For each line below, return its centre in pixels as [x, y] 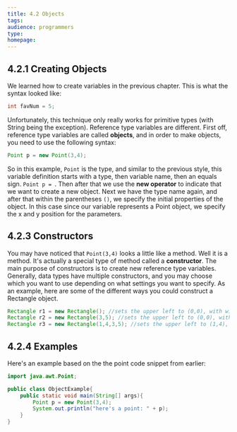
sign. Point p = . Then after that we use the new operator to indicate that [115, 184]
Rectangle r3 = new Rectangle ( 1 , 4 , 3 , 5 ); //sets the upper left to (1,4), [118, 325]
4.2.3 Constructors [50, 237]
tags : [15, 21]
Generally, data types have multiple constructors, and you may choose [110, 276]
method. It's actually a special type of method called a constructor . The [112, 261]
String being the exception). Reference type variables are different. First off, [117, 127]
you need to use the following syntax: [62, 142]
